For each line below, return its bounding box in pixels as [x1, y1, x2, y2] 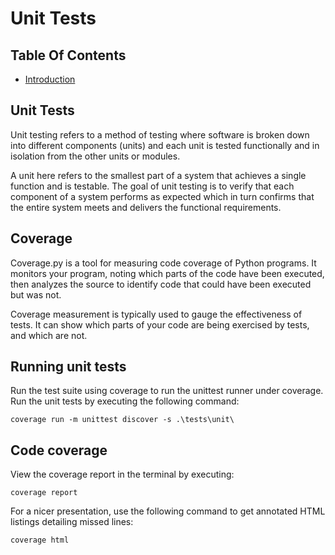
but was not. [10, 288, 62, 301]
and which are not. [10, 329, 88, 341]
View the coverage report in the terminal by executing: [10, 468, 235, 481]
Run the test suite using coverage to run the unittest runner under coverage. [10, 385, 324, 397]
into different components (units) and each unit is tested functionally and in [10, 139, 320, 151]
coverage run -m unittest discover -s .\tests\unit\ [10, 415, 235, 425]
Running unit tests [10, 358, 127, 376]
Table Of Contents [10, 47, 127, 64]
